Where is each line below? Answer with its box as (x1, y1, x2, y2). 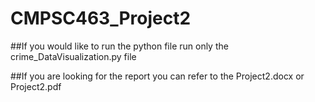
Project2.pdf (10, 80, 62, 92)
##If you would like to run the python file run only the (10, 40, 229, 52)
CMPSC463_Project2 (10, 7, 192, 30)
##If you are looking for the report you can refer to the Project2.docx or (10, 70, 305, 82)
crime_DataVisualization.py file (10, 50, 137, 62)
